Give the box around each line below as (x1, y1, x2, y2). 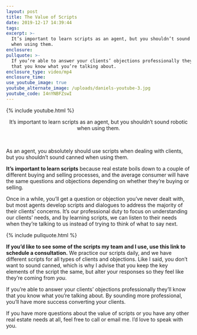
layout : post (6, 8, 38, 15)
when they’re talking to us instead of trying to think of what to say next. (6, 220, 178, 227)
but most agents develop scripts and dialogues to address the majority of (6, 201, 183, 208)
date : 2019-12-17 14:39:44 (6, 19, 72, 25)
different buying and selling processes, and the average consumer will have (6, 171, 189, 178)
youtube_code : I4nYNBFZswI (6, 91, 72, 97)
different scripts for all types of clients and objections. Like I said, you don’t (6, 256, 188, 263)
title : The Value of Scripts (6, 14, 77, 20)
